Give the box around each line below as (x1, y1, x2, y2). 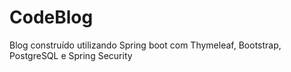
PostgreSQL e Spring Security (9, 49, 133, 61)
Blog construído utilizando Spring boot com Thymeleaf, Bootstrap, (9, 39, 282, 51)
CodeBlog (9, 6, 94, 29)
